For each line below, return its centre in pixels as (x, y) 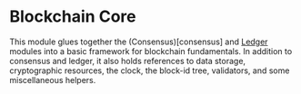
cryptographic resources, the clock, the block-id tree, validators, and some (150, 70)
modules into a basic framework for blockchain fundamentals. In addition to (151, 51)
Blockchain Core (73, 17)
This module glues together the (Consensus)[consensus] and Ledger (139, 42)
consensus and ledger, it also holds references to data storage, (128, 61)
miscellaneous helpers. (53, 80)
